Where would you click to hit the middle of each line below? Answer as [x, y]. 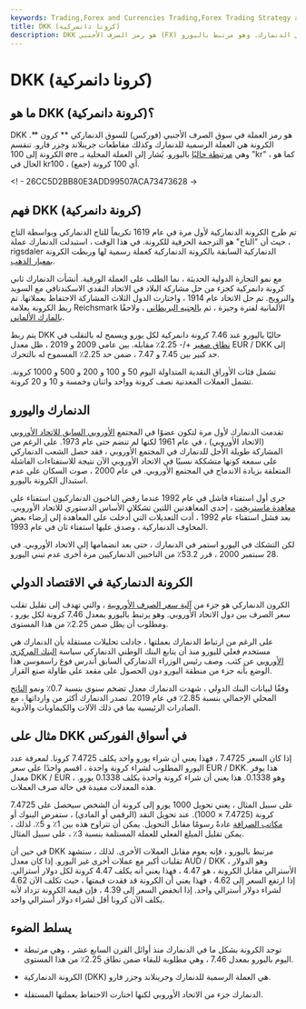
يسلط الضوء [41, 928]
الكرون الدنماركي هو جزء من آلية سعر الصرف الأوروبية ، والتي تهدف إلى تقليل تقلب [150, 604]
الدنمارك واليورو [50, 410]
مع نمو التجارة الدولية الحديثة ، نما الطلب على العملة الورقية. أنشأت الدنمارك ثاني [146, 279]
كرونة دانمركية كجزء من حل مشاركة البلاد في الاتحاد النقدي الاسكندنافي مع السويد [148, 288]
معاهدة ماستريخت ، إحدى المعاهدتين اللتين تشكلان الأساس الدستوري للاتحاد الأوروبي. [153, 507]
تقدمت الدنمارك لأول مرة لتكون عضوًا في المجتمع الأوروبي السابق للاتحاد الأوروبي [147, 432]
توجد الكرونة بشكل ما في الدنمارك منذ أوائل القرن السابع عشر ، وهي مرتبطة [153, 950]
